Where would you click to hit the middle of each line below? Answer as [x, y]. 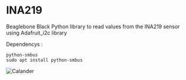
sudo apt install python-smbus [44, 60]
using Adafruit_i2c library [37, 32]
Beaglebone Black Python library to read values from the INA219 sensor [93, 26]
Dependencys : [24, 44]
